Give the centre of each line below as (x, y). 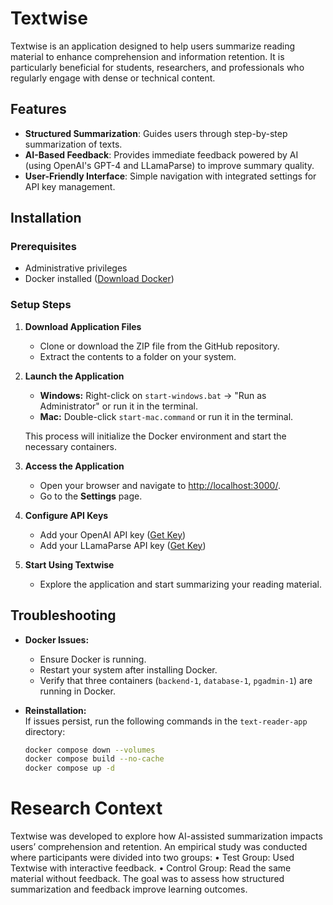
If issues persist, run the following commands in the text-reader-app (166, 721)
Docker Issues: (57, 639)
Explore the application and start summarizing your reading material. (181, 584)
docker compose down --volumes (90, 750)
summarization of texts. (73, 144)
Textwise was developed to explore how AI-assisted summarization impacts (166, 836)
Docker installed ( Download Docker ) (99, 279)
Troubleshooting (63, 615)
